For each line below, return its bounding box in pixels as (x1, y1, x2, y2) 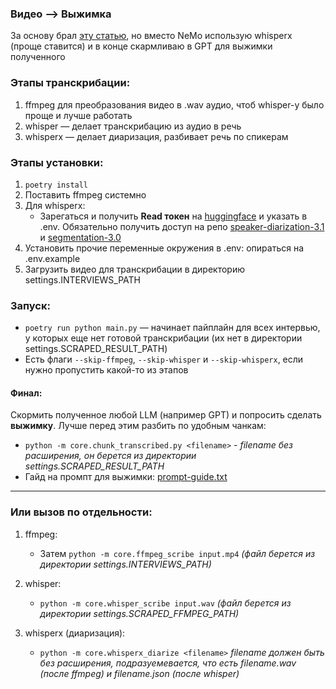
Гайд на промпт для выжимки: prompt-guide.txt (24, 471, 228, 483)
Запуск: (10, 298, 51, 312)
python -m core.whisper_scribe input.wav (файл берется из (39, 597, 292, 609)
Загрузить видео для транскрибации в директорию (24, 263, 245, 275)
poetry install (24, 180, 89, 190)
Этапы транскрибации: (10, 76, 131, 90)
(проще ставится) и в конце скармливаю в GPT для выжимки (10, 40, 273, 52)
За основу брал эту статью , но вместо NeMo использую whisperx (10, 30, 293, 42)
